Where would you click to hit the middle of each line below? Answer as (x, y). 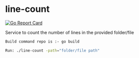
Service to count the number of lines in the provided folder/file (70, 32)
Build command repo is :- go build (42, 41)
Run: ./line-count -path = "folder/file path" (52, 51)
